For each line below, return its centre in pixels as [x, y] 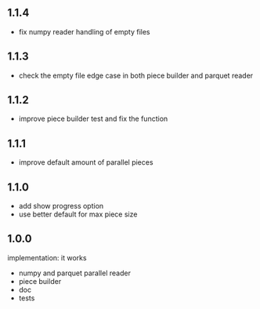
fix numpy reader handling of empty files [84, 31]
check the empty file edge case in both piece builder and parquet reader [136, 75]
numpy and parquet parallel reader [74, 273]
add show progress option [61, 206]
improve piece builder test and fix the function [93, 119]
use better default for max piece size [78, 214]
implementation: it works [47, 257]
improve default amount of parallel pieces [86, 162]
